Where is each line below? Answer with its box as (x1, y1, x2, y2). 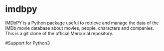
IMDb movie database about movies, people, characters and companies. (5, 25, 155, 31)
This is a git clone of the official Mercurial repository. (5, 30, 114, 36)
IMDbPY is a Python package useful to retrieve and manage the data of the (5, 20, 159, 26)
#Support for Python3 (5, 40, 50, 46)
